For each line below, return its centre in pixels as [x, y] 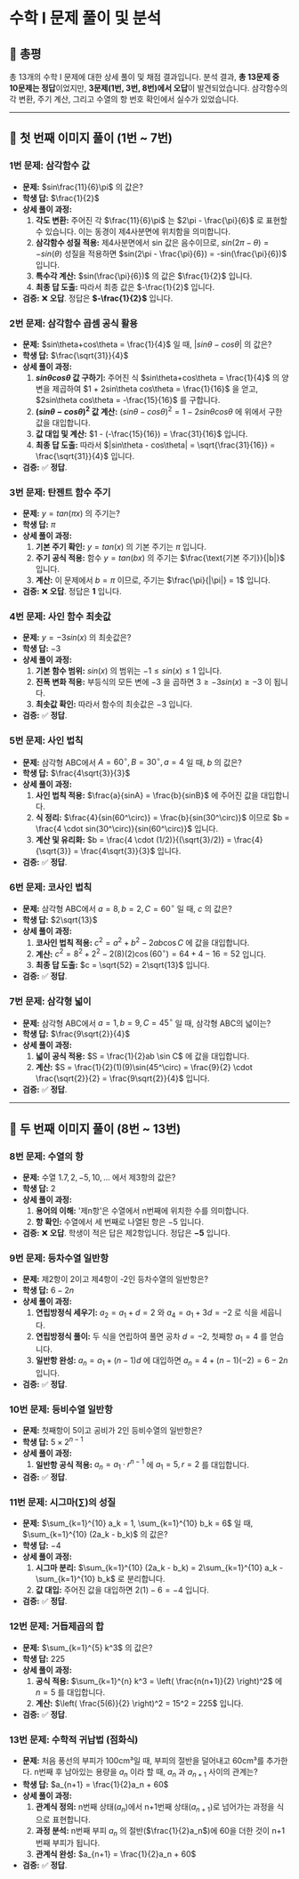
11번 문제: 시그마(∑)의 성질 [63, 1503]
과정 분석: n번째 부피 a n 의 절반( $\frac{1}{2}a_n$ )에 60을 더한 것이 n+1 [160, 1831]
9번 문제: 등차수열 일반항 [59, 1258]
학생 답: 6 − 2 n [48, 1290]
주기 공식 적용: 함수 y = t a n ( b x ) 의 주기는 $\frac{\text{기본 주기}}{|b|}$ [160, 558]
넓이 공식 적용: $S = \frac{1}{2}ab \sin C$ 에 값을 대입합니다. [142, 1056]
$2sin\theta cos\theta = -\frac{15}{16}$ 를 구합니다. [128, 399]
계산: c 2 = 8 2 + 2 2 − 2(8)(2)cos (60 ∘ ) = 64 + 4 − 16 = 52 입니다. [151, 953]
